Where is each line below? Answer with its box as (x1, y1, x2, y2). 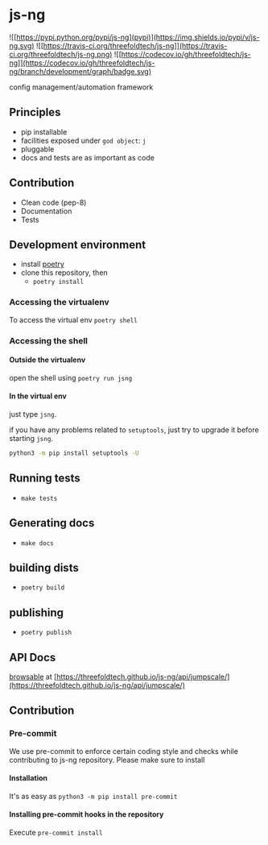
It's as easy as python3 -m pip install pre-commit (9, 791, 178, 801)
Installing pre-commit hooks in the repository (9, 810, 164, 819)
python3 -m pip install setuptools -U (9, 449, 139, 457)
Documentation (20, 206, 72, 215)
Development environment (9, 238, 146, 252)
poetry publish (20, 629, 72, 637)
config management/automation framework (9, 82, 154, 92)
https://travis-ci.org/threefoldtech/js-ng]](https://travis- (43, 40, 228, 50)
